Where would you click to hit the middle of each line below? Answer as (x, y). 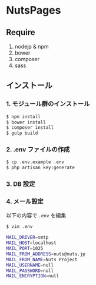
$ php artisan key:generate (41, 168)
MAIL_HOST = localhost (32, 243)
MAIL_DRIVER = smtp (27, 237)
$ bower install (26, 122)
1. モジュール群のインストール (48, 104)
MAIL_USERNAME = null (30, 265)
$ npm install (24, 116)
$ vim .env (19, 227)
